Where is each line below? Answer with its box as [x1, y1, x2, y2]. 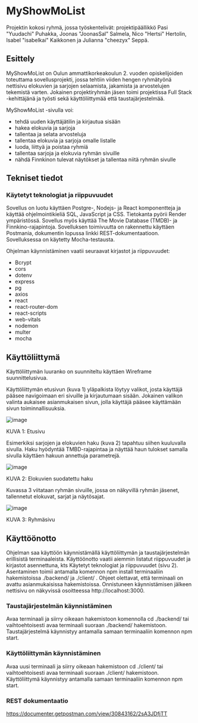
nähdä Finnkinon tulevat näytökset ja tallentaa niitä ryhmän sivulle [14, 156, 177, 163]
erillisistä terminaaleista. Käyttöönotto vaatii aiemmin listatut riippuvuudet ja [6, 555, 191, 563]
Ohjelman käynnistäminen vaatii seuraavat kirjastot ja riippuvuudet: [6, 248, 171, 255]
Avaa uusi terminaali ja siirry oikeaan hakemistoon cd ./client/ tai [6, 662, 164, 670]
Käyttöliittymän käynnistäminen [6, 649, 101, 658]
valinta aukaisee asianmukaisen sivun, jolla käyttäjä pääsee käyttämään [6, 399, 181, 406]
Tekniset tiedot [6, 173, 64, 183]
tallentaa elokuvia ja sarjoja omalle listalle [14, 137, 116, 144]
